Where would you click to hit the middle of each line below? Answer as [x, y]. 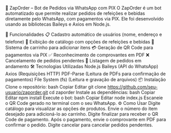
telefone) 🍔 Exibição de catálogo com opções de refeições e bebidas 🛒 [80, 42]
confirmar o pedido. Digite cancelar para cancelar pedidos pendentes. [79, 125]
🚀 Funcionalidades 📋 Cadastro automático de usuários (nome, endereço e [84, 34]
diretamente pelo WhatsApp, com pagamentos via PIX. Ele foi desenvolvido [85, 19]
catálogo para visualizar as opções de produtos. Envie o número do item [81, 108]
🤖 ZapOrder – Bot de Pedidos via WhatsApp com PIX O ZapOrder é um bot [83, 8]
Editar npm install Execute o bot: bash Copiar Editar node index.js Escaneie [84, 98]
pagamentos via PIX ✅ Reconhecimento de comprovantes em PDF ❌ [77, 55]
